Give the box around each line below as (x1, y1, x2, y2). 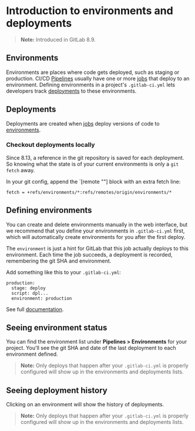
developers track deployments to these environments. (6, 87, 137, 95)
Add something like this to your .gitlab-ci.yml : (6, 268, 122, 275)
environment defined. (6, 351, 58, 358)
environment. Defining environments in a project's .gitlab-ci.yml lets (6, 81, 176, 88)
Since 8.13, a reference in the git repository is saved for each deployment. (6, 154, 184, 161)
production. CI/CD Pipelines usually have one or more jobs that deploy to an (6, 75, 190, 82)
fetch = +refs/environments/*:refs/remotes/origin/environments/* (6, 189, 172, 195)
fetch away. (6, 166, 35, 174)
